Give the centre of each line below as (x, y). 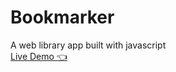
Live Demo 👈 (39, 56)
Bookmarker (62, 17)
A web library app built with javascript (88, 45)
